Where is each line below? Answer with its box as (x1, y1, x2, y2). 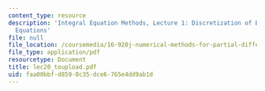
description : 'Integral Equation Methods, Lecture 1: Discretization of (8, 19, 252, 27)
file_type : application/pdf (8, 48, 101, 56)
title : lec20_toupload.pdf (8, 63, 97, 71)
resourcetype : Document (8, 56, 87, 64)
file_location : (8, 41, 58, 49)
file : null (8, 33, 44, 42)
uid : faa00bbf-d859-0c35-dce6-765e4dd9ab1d (8, 70, 154, 78)
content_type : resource (8, 11, 87, 20)
